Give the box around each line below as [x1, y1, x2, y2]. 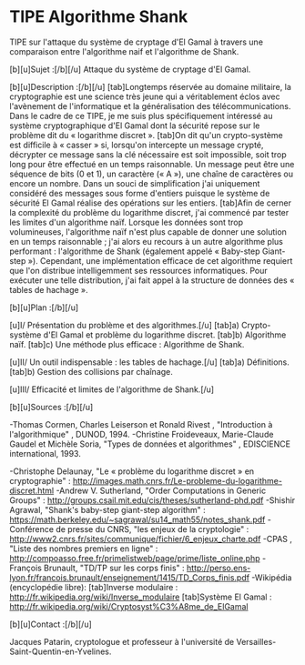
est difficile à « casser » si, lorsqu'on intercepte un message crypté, [9, 139, 264, 150]
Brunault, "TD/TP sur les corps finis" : [44, 562, 185, 573]
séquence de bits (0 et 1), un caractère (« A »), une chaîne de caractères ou [9, 168, 294, 179]
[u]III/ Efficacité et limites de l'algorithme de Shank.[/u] [9, 384, 215, 395]
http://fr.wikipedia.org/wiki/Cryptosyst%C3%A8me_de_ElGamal [9, 600, 249, 611]
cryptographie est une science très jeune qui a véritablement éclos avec [9, 91, 280, 102]
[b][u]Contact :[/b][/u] [9, 619, 93, 630]
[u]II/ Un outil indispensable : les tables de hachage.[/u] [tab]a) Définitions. [9, 357, 290, 368]
